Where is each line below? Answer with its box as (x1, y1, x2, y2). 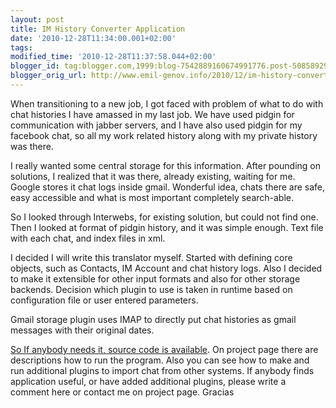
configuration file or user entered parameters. (10, 294, 199, 306)
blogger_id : (10, 61, 60, 71)
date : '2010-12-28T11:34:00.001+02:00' (10, 33, 177, 43)
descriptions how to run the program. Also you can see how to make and (10, 354, 310, 366)
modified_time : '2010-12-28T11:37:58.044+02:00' (10, 52, 217, 62)
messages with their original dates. (10, 324, 155, 336)
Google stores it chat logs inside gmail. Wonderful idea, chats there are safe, (10, 181, 326, 193)
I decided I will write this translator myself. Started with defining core (10, 251, 293, 263)
